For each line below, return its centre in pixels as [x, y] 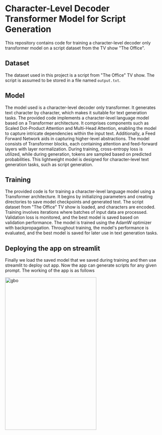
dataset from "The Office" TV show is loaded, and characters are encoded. [80, 207]
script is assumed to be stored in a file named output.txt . [63, 80]
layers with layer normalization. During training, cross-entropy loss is [74, 149]
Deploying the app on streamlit [53, 248]
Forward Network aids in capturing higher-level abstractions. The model [77, 138]
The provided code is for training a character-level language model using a [80, 191]
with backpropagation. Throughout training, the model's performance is [77, 228]
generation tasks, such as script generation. [49, 165]
